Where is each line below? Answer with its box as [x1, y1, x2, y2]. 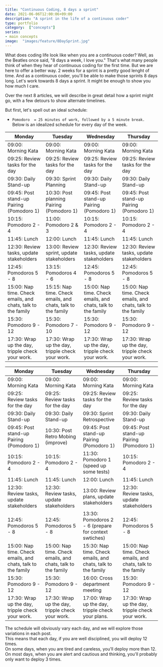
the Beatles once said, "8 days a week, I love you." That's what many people [5, 57, 158, 63]
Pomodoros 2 [82, 516, 114, 523]
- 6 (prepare [82, 522, 112, 529]
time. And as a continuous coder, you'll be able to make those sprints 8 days [5, 72, 158, 78]
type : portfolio [5, 20, 38, 26]
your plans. [82, 613, 108, 619]
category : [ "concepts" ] [5, 25, 55, 30]
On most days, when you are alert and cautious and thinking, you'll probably [5, 651, 158, 657]
